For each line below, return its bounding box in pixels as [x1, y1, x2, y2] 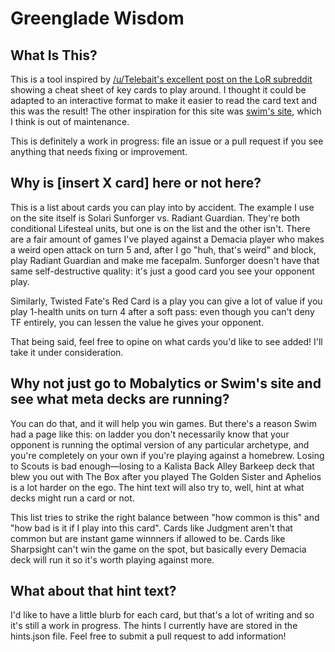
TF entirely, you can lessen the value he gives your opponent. [10, 316, 265, 328]
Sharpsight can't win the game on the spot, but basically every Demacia [10, 543, 307, 555]
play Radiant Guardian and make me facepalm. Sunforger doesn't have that [10, 254, 320, 266]
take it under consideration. [10, 346, 124, 358]
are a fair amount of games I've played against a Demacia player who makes [10, 233, 325, 245]
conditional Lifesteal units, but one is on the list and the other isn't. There [10, 222, 311, 234]
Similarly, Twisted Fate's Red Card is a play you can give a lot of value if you [10, 295, 323, 307]
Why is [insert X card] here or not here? [10, 175, 262, 192]
